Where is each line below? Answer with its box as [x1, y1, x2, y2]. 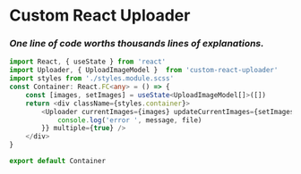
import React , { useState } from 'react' [9, 57, 167, 67]
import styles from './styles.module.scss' [9, 74, 175, 83]
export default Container [9, 157, 106, 166]
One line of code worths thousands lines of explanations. [9, 37, 264, 50]
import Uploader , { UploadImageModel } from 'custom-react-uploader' [9, 66, 279, 75]
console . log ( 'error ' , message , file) [56, 115, 202, 125]
